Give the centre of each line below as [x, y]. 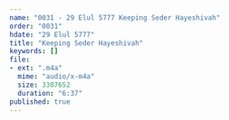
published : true [40, 102]
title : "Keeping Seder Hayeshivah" [76, 43]
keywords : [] [34, 51]
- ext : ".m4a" [36, 69]
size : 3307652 [44, 85]
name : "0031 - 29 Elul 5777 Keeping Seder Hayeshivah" [115, 18]
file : [19, 60]
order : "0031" [36, 26]
